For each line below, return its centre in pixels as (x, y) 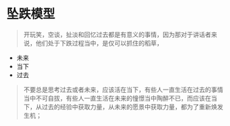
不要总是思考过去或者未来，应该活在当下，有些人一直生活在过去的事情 (123, 90)
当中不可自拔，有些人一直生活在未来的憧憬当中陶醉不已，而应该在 (117, 98)
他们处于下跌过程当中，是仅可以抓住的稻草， (99, 43)
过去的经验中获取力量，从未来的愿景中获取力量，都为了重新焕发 (133, 107)
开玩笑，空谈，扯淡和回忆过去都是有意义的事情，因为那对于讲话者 (117, 34)
